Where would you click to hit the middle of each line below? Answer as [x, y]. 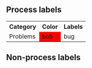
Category [23, 26]
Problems [23, 36]
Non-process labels [44, 58]
